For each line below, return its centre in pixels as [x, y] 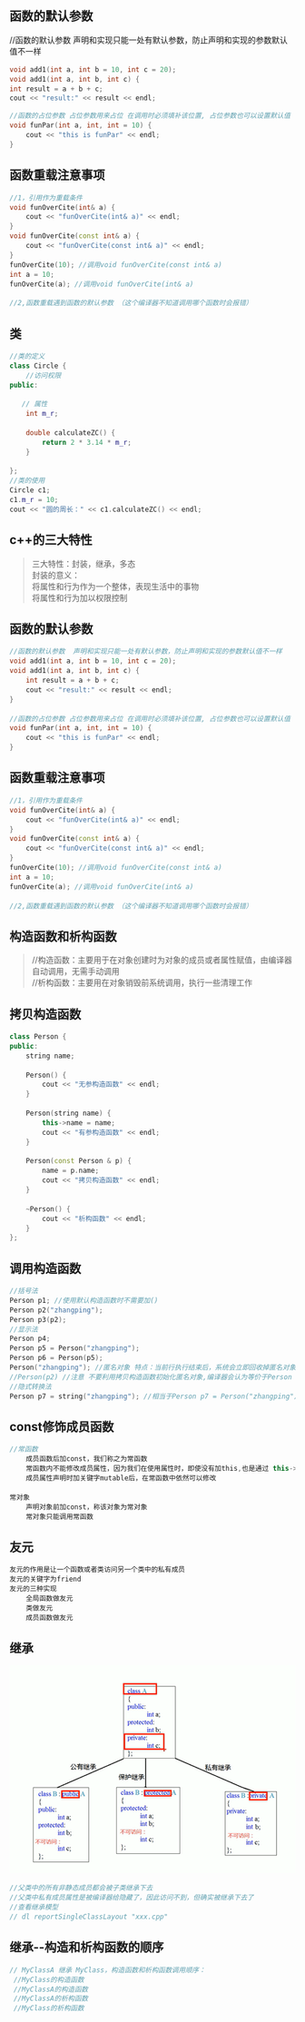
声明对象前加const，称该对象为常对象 [87, 1507]
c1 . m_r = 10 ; [34, 500]
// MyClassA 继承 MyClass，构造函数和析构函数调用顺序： [108, 1970]
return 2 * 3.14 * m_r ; [87, 442]
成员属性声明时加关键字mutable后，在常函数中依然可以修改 [121, 1478]
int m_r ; [42, 414]
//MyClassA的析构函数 [51, 1999]
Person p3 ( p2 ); [38, 1319]
